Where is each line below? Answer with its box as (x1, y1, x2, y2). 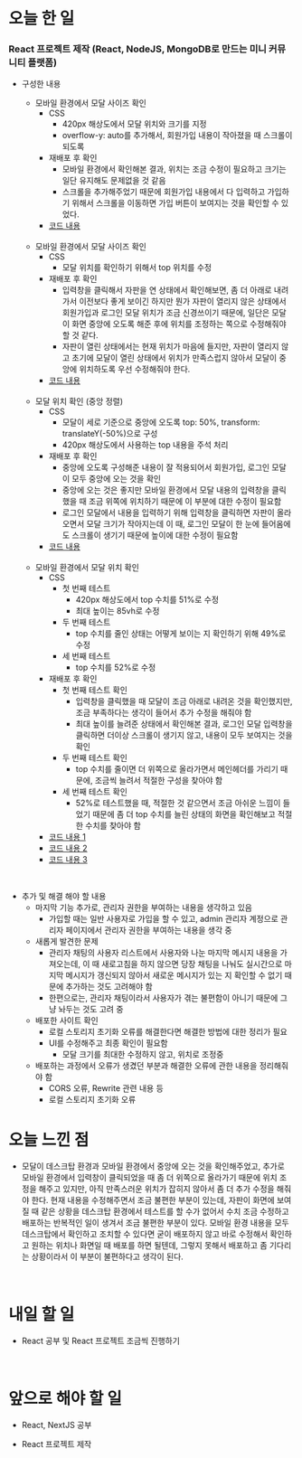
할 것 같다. (61, 330, 99, 341)
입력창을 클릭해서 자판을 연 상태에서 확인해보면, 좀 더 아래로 (61, 285, 272, 296)
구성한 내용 (21, 79, 61, 89)
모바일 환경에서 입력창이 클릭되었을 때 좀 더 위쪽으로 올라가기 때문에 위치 (21, 1172, 278, 1183)
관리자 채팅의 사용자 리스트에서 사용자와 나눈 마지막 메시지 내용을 (48, 947, 278, 958)
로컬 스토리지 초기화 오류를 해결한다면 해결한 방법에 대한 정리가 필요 (48, 1027, 288, 1038)
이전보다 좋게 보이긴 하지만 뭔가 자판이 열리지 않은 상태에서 (79, 296, 287, 307)
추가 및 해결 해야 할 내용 (21, 891, 107, 902)
